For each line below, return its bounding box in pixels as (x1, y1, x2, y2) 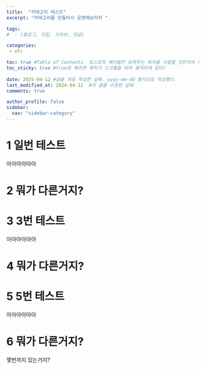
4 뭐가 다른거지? (6, 259, 85, 273)
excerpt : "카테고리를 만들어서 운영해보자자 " (6, 15, 109, 21)
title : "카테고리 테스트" (6, 9, 66, 15)
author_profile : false (6, 99, 64, 105)
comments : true (6, 88, 45, 94)
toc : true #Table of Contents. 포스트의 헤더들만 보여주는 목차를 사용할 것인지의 (6, 59, 195, 66)
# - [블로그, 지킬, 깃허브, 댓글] (6, 31, 85, 37)
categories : (6, 42, 37, 49)
